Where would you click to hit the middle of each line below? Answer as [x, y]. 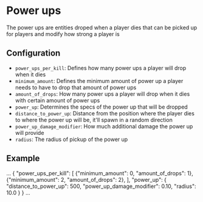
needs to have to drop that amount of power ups [76, 87]
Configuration [33, 53]
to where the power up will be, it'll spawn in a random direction [94, 120]
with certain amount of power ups [57, 100]
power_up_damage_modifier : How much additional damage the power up [104, 126]
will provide [29, 132]
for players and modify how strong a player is [63, 34]
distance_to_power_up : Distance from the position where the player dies [105, 113]
